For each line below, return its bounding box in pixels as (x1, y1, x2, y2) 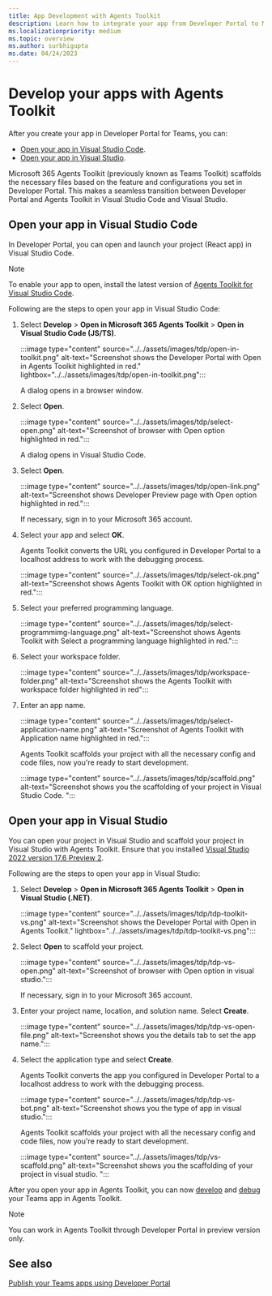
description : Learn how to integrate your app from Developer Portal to (8, 19, 259, 28)
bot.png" (19, 1103, 50, 1113)
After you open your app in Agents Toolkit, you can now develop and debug (8, 1185, 261, 1195)
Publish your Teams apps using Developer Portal (8, 1278, 171, 1288)
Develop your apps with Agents (8, 84, 224, 103)
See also (8, 1256, 53, 1270)
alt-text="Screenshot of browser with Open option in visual (57, 966, 255, 976)
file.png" (19, 1030, 49, 1040)
